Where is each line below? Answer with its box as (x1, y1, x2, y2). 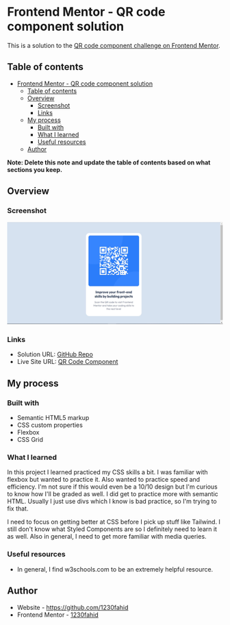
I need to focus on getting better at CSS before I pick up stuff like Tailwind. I (7, 518, 221, 526)
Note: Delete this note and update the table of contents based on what (7, 158, 211, 167)
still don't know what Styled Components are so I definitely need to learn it (7, 525, 218, 533)
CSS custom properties (16, 421, 84, 429)
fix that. (7, 504, 29, 513)
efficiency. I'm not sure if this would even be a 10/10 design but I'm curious (7, 482, 218, 491)
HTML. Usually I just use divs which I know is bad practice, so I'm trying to (7, 498, 217, 506)
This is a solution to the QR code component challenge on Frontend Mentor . (7, 41, 220, 49)
